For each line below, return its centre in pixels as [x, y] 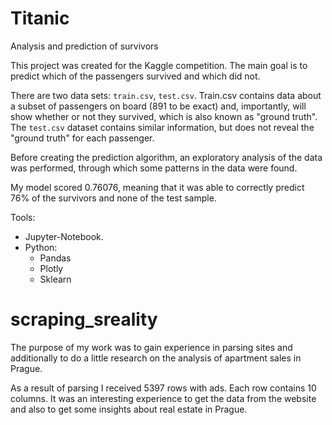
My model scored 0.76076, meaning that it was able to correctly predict [157, 187]
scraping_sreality [84, 319]
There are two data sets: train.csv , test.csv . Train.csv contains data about [166, 95]
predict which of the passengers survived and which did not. [135, 76]
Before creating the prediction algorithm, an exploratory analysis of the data [166, 157]
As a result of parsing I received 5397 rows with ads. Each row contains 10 [163, 388]
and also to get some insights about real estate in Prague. [129, 409]
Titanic [40, 18]
